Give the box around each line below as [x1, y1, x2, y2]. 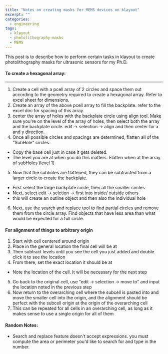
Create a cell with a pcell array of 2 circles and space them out [12, 86, 141, 92]
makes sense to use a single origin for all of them [12, 311, 114, 317]
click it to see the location [12, 254, 65, 260]
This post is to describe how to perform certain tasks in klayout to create [5, 54, 155, 60]
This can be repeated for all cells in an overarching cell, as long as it [12, 305, 152, 311]
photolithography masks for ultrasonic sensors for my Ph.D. [5, 59, 128, 65]
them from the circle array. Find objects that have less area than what [12, 210, 156, 216]
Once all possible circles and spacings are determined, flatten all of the [12, 134, 159, 140]
